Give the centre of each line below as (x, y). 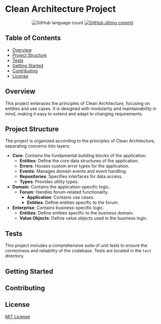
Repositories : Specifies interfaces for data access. (71, 176)
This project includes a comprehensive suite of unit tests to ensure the (76, 245)
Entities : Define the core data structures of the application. (79, 161)
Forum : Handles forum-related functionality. (64, 192)
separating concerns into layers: (38, 146)
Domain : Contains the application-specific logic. (61, 187)
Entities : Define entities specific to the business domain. (77, 213)
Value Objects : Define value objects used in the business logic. (84, 218)
